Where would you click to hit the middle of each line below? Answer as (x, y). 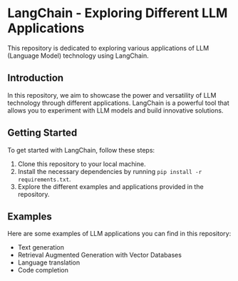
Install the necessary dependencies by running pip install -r (110, 171)
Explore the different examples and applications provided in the (111, 186)
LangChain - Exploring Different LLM (118, 13)
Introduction (36, 78)
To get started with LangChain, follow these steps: (81, 150)
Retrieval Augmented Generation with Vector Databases (99, 255)
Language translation (49, 262)
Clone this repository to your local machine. (82, 164)
